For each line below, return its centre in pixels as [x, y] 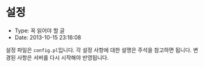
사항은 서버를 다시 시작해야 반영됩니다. [63, 57]
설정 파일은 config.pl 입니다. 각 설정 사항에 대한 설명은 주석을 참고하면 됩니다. [99, 50]
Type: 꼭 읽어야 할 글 [40, 30]
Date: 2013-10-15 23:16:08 [48, 37]
